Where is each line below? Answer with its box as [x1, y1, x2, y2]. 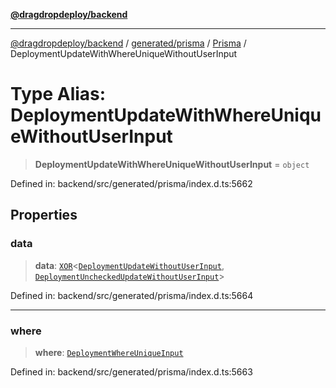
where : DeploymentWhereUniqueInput [34, 346, 184, 358]
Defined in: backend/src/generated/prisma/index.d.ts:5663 [10, 365, 253, 378]
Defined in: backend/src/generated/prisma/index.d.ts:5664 [10, 289, 254, 301]
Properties [10, 207, 78, 224]
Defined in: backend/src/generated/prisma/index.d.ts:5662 [10, 177, 253, 189]
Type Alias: [10, 83, 107, 106]
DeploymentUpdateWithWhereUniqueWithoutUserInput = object [34, 158, 310, 170]
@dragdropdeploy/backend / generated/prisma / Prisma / [10, 37, 247, 49]
